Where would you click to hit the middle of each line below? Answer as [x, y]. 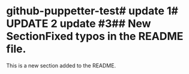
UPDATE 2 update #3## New [79, 24]
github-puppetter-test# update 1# [92, 11]
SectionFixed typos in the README [95, 36]
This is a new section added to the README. [61, 65]
